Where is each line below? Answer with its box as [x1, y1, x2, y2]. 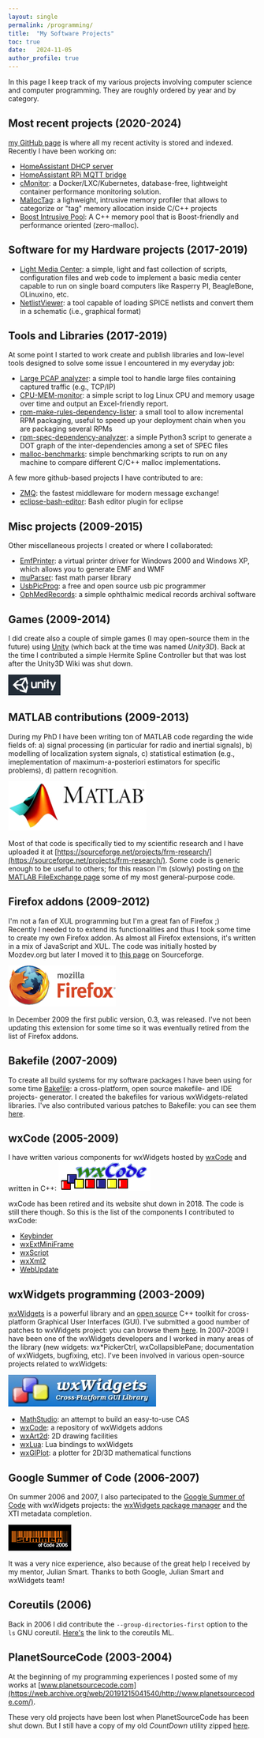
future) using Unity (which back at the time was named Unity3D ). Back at [8, 642, 246, 652]
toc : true [8, 38, 41, 46]
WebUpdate [19, 1265, 59, 1275]
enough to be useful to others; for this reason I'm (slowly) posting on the [8, 863, 244, 873]
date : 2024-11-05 [8, 46, 73, 55]
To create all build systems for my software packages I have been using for [8, 1075, 252, 1085]
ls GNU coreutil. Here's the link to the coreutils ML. [8, 1627, 175, 1637]
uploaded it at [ [8, 847, 58, 856]
